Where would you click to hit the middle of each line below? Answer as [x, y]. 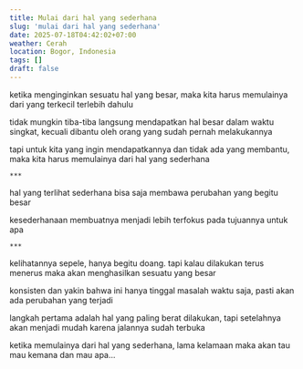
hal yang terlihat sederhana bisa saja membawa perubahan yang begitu [144, 192]
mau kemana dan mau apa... [63, 354]
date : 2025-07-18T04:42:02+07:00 [73, 35]
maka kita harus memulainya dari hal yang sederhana [110, 159]
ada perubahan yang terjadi [62, 300]
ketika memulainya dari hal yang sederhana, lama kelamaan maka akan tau [150, 345]
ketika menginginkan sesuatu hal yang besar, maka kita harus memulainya [149, 94]
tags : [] [26, 60]
